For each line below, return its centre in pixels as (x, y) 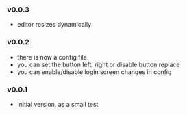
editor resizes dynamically (54, 25)
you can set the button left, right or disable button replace (98, 64)
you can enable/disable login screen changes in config (94, 72)
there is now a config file (52, 57)
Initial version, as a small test (58, 104)
